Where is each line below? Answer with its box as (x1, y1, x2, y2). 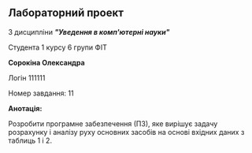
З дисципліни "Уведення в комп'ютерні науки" (8, 27, 170, 36)
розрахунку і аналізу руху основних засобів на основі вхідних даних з (8, 127, 245, 136)
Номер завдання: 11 (8, 88, 74, 98)
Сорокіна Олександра (8, 58, 85, 67)
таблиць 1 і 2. (8, 136, 53, 145)
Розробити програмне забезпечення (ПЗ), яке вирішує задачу (8, 118, 218, 129)
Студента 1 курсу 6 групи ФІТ (8, 43, 108, 52)
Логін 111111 (8, 73, 46, 82)
